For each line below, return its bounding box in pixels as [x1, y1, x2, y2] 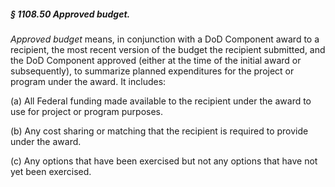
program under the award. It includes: [10, 75, 167, 87]
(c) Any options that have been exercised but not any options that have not [10, 155, 318, 167]
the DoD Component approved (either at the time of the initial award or [10, 54, 302, 66]
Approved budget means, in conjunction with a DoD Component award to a [10, 33, 320, 45]
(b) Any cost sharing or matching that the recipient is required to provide [10, 125, 309, 137]
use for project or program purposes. [10, 105, 164, 117]
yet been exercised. [10, 165, 92, 177]
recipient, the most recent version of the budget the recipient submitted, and [10, 43, 326, 55]
